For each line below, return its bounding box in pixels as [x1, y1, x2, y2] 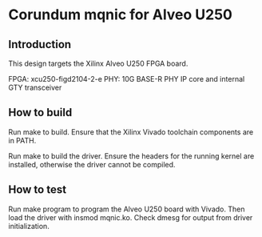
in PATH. [8, 135, 37, 145]
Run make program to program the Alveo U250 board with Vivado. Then [8, 204, 245, 214]
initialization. [8, 221, 50, 231]
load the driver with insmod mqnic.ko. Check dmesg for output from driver [8, 212, 253, 222]
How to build [8, 106, 73, 119]
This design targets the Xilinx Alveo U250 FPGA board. [8, 58, 189, 68]
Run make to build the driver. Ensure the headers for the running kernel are [8, 151, 255, 161]
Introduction [8, 38, 72, 51]
